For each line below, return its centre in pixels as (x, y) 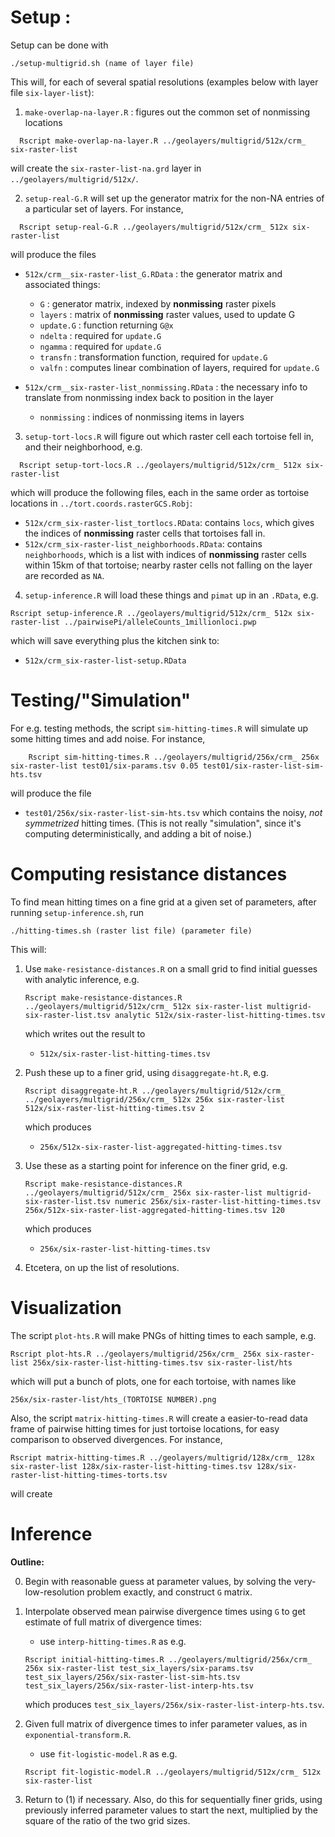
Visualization (66, 1308)
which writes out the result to (85, 1033)
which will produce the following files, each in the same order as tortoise (160, 492)
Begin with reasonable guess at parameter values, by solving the (158, 1581)
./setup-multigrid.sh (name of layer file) (102, 63)
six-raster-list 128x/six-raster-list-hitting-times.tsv (131, 1466)
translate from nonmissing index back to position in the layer (149, 397)
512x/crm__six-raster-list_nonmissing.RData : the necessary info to (166, 387)
